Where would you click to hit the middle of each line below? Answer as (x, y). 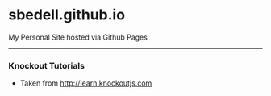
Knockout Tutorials (46, 65)
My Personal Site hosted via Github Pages (78, 37)
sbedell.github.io (67, 15)
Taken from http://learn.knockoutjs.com (86, 83)
